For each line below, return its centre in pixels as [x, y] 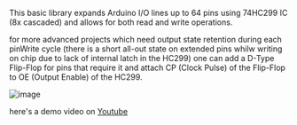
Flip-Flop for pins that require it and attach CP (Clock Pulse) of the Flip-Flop [148, 67]
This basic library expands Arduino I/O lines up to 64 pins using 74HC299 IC [148, 13]
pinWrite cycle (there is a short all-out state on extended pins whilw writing [146, 49]
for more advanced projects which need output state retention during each [145, 39]
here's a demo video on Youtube [69, 111]
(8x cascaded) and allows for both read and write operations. [121, 22]
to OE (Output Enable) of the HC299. [76, 77]
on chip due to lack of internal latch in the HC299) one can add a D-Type [142, 58]
